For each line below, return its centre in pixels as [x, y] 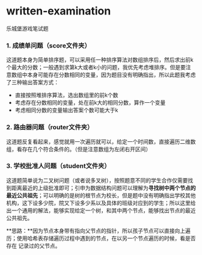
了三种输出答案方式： [32, 82]
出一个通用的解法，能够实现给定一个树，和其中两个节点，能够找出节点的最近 [101, 210]
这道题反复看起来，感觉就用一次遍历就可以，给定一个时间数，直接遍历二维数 [101, 141]
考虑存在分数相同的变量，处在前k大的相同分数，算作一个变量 [90, 103]
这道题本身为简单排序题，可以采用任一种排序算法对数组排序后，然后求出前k [100, 60]
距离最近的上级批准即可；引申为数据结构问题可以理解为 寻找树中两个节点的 [103, 188]
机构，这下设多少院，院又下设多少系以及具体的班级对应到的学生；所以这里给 [101, 203]
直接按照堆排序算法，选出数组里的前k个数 [66, 95]
